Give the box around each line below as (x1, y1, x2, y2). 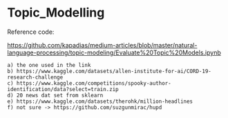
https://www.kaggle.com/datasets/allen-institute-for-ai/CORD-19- (16, 68, 212, 75)
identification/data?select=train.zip (7, 86, 119, 92)
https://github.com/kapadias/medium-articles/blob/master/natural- (7, 41, 198, 49)
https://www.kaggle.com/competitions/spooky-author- (16, 79, 171, 87)
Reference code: (7, 28, 55, 36)
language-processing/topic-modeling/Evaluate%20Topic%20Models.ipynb (7, 48, 221, 57)
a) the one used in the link (7, 61, 91, 68)
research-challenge (7, 74, 64, 81)
